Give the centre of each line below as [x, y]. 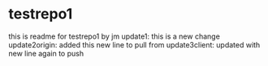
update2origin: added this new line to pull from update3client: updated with [134, 44]
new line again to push [46, 53]
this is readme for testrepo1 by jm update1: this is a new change [115, 36]
